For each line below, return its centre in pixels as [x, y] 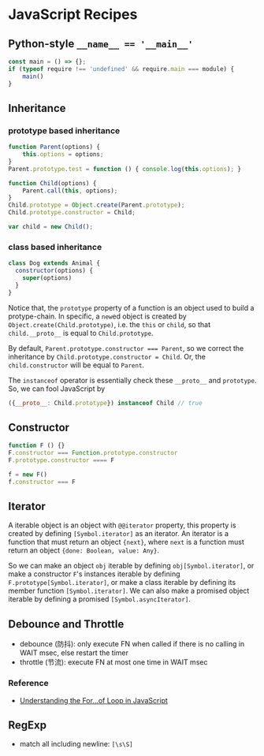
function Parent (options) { [54, 147]
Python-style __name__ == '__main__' [101, 44]
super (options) [47, 277]
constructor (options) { [54, 271]
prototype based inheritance [64, 130]
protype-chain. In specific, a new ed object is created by [97, 316]
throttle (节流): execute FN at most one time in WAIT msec [113, 662]
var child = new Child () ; [50, 227]
